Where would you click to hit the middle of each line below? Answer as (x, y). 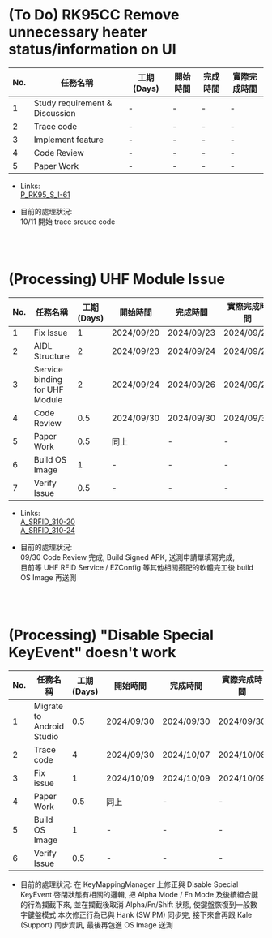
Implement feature (68, 140)
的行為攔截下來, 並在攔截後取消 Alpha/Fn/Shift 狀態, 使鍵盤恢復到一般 (135, 904)
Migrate (48, 706)
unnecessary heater (78, 32)
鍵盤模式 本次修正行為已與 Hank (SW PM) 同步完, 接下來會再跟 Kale (140, 914)
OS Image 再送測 (48, 577)
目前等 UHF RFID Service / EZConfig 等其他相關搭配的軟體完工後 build (136, 567)
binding (48, 379)
